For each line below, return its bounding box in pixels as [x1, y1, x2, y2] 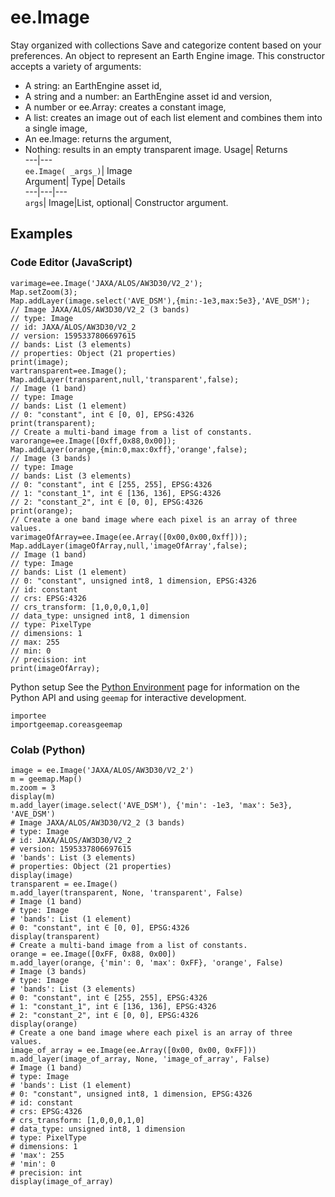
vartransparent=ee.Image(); [10, 366, 128, 376]
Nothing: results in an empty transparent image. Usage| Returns [24, 143, 288, 155]
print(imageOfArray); [10, 663, 101, 673]
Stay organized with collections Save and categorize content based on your [10, 39, 322, 51]
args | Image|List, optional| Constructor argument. [24, 196, 229, 208]
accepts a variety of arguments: [10, 60, 142, 72]
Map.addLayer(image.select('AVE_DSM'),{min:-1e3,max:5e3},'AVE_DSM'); [10, 296, 311, 306]
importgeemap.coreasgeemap [10, 719, 123, 730]
